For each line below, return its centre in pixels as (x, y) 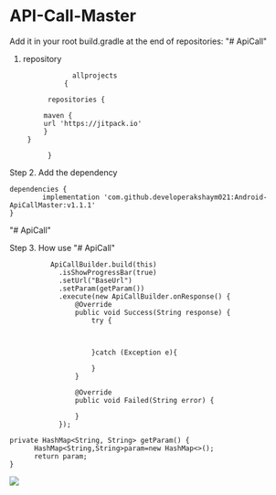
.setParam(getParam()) (101, 289)
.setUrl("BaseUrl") (95, 280)
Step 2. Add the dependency (64, 172)
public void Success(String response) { (153, 312)
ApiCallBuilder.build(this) (103, 264)
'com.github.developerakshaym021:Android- (186, 197)
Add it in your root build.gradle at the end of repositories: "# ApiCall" (138, 41)
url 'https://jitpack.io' (93, 123)
